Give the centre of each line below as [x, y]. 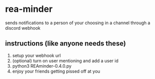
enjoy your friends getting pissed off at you [56, 71]
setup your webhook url [36, 55]
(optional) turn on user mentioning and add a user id [65, 61]
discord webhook [23, 28]
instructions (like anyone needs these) [66, 44]
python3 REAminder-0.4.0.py [42, 66]
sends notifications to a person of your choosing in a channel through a [78, 23]
